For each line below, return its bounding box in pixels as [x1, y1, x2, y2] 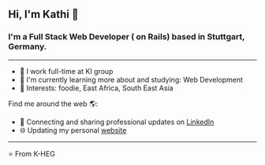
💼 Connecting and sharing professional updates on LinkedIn [19, 117, 215, 126]
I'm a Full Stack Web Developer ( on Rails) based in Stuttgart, [8, 31, 245, 42]
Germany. [8, 41, 47, 52]
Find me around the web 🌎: [8, 99, 99, 108]
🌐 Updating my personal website [19, 125, 127, 134]
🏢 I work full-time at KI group [19, 66, 114, 75]
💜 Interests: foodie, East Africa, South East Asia [19, 83, 174, 93]
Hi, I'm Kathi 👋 [8, 8, 79, 21]
